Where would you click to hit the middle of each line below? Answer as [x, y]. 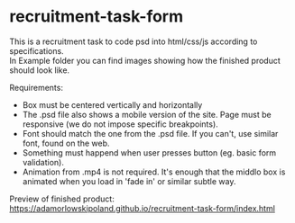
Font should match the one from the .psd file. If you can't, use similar [150, 133]
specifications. [37, 50]
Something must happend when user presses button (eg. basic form [149, 152]
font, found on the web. [66, 143]
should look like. [40, 70]
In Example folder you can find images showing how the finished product [145, 60]
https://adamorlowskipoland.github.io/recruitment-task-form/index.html [142, 208]
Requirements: [36, 87]
